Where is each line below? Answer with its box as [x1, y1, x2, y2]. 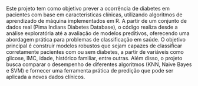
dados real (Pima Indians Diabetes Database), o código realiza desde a [6, 23, 178, 30]
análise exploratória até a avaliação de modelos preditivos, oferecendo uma [6, 30, 190, 37]
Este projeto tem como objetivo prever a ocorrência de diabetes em [6, 5, 170, 12]
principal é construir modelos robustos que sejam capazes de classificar [6, 42, 183, 49]
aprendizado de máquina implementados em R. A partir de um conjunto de [6, 18, 187, 24]
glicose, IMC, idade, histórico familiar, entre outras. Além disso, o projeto [6, 55, 183, 61]
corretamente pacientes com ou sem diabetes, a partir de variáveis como [6, 49, 184, 55]
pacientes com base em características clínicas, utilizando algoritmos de [6, 11, 183, 18]
